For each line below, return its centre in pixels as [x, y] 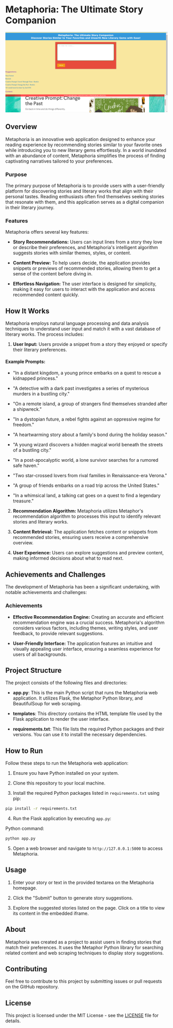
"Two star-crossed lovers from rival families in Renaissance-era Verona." [90, 476]
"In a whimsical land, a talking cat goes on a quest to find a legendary [86, 496]
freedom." [23, 425]
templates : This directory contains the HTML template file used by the [87, 713]
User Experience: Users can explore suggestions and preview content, [88, 553]
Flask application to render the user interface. [61, 719]
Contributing [26, 969]
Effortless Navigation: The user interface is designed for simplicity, [85, 284]
